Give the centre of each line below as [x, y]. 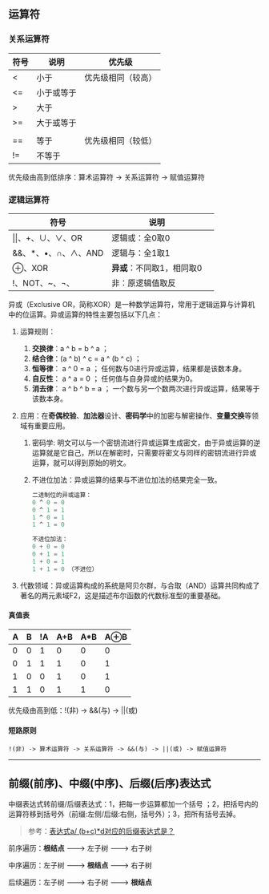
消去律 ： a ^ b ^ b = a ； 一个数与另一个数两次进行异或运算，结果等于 [146, 388]
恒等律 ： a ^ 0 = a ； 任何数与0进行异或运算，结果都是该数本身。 [139, 368]
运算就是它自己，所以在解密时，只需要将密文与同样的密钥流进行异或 [144, 452]
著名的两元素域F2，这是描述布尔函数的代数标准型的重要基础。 [122, 595]
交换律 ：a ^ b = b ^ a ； [70, 348]
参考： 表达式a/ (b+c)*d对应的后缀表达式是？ [101, 831]
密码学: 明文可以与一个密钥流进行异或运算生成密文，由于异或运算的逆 [146, 443]
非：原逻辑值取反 [144, 283]
